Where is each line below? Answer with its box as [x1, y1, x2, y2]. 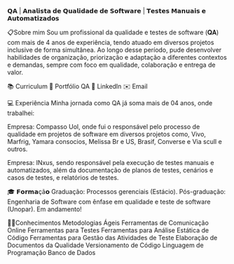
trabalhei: [7, 109, 35, 117]
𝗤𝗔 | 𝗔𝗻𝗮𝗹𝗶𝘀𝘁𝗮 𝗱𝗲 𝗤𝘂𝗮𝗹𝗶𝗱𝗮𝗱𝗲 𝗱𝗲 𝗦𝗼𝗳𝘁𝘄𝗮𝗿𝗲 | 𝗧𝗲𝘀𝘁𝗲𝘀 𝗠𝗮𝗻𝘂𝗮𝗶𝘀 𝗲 [7, 7, 207, 15]
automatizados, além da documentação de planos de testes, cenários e [7, 166, 214, 174]
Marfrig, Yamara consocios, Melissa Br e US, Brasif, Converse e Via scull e [7, 138, 222, 145]
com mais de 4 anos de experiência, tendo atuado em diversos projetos [7, 39, 214, 46]
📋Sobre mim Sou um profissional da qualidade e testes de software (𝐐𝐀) [7, 28, 219, 37]
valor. [7, 68, 23, 77]
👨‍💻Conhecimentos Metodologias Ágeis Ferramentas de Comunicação [7, 218, 209, 227]
